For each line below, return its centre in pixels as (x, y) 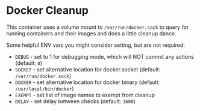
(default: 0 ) (29, 63)
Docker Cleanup (48, 10)
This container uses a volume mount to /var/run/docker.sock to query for (98, 27)
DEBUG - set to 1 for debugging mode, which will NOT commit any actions (105, 56)
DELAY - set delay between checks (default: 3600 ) (75, 101)
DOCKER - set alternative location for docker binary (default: (87, 82)
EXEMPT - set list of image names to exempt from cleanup (85, 95)
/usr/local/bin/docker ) (44, 88)
